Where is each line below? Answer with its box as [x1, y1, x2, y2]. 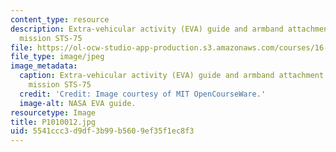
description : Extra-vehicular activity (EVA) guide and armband [10, 24, 284, 34]
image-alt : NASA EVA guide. [19, 98, 137, 108]
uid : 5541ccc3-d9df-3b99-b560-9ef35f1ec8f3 [10, 126, 195, 136]
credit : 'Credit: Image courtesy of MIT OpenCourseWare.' [19, 89, 267, 99]
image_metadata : [10, 61, 78, 71]
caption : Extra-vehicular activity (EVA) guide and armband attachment [19, 71, 325, 81]
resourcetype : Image [10, 107, 97, 118]
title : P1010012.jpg [10, 117, 97, 127]
